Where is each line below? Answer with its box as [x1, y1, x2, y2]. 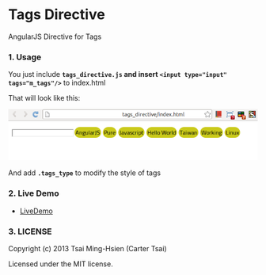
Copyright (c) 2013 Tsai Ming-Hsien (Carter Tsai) [8, 243, 168, 253]
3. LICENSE [8, 226, 53, 237]
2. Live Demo [8, 188, 59, 199]
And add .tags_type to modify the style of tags [8, 168, 161, 178]
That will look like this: [8, 94, 81, 103]
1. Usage [8, 52, 42, 63]
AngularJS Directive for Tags [8, 32, 102, 41]
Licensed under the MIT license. [8, 259, 113, 269]
